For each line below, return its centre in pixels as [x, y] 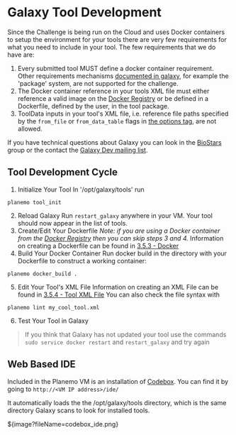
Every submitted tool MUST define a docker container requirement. [116, 68]
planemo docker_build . [43, 274]
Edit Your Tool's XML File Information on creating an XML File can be [118, 287]
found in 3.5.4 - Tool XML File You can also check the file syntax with [118, 294]
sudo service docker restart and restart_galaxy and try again [117, 342]
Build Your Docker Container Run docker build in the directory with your [122, 253]
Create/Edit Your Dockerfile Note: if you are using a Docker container [119, 231]
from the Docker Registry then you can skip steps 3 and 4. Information [120, 238]
